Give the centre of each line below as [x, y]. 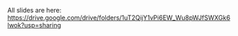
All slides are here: [34, 10]
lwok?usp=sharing [34, 25]
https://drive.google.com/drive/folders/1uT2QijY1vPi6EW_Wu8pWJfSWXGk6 [119, 18]
